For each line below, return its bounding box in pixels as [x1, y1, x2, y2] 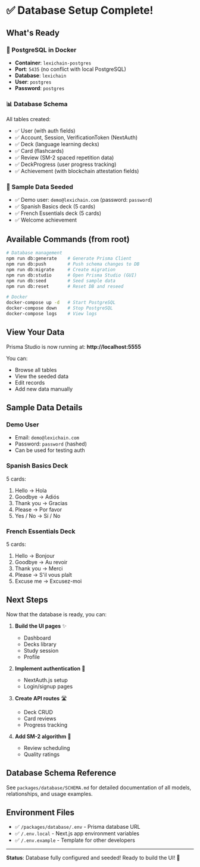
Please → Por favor [14, 506, 62, 513]
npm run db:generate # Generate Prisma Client [6, 256, 132, 262]
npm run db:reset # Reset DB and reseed [6, 283, 124, 290]
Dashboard [23, 634, 51, 641]
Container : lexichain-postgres [14, 59, 92, 66]
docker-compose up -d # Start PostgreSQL [6, 300, 116, 306]
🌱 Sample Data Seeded [6, 183, 73, 191]
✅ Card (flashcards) [14, 147, 64, 155]
